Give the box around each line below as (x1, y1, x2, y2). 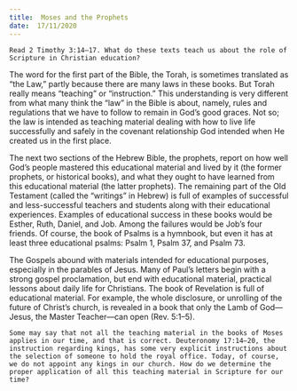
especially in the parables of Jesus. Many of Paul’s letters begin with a (9, 264, 266, 275)
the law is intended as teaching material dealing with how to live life (9, 116, 255, 127)
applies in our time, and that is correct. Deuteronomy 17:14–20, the (9, 336, 276, 345)
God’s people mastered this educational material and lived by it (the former (9, 162, 282, 172)
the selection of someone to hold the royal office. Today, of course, (9, 352, 279, 361)
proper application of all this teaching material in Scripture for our (9, 367, 284, 376)
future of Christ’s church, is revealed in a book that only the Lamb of (9, 301, 259, 312)
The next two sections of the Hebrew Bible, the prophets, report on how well (9, 152, 288, 163)
